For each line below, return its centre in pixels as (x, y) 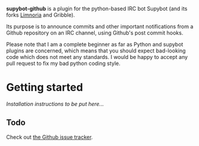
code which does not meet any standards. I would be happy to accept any (97, 57)
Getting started (45, 87)
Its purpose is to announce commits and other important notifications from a (100, 27)
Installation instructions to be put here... (55, 104)
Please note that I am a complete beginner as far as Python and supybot (95, 44)
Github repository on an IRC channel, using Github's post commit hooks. (95, 33)
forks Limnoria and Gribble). (41, 15)
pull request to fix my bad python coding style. (63, 63)
